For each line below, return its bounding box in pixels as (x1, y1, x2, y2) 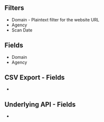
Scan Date (11, 27, 32, 33)
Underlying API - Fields (4, 100, 76, 108)
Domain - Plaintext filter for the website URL (11, 17, 100, 22)
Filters (4, 4, 25, 12)
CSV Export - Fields (4, 73, 65, 82)
